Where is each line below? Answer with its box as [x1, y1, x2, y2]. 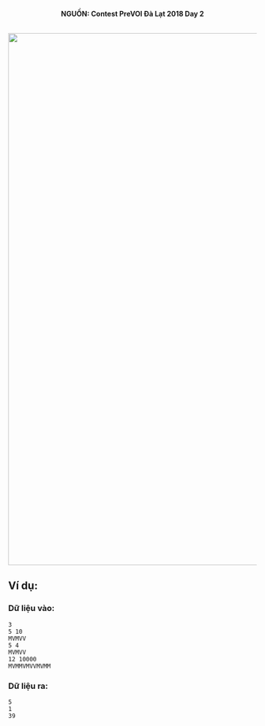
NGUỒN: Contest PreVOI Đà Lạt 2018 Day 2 [61, 9, 204, 18]
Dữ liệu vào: [8, 603, 55, 614]
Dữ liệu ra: [8, 680, 49, 691]
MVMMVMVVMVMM [8, 662, 51, 670]
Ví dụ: [8, 579, 38, 593]
